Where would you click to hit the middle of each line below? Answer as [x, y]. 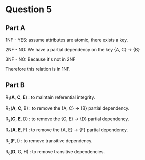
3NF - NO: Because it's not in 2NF [40, 59]
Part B [15, 85]
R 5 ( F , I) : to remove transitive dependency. [49, 141]
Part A [15, 28]
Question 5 [29, 9]
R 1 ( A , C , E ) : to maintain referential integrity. [50, 98]
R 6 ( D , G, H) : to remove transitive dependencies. [55, 152]
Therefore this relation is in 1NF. [38, 69]
